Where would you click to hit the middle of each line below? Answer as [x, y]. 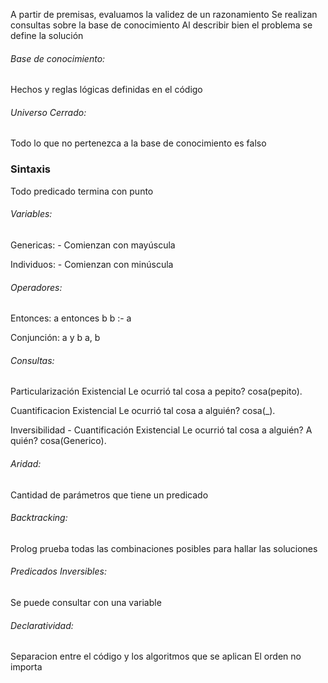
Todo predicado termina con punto [82, 191]
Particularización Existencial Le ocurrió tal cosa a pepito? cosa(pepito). [156, 391]
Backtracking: [39, 518]
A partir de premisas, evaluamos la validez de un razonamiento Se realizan [164, 14]
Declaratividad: [42, 625]
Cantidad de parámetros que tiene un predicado [109, 495]
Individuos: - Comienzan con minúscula [92, 264]
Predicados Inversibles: [58, 571]
